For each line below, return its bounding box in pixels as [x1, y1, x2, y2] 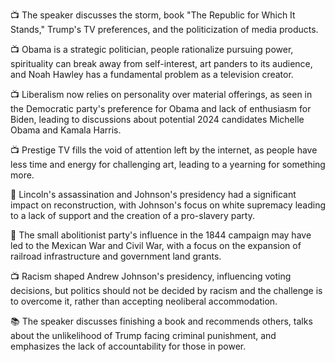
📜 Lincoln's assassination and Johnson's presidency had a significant [10, 189, 297, 200]
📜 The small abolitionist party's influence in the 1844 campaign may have [10, 229, 312, 241]
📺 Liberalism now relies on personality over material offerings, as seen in [10, 89, 313, 100]
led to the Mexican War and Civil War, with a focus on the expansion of [10, 240, 302, 251]
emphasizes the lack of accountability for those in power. [10, 340, 247, 352]
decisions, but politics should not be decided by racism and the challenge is [10, 285, 323, 296]
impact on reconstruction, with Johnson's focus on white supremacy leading [10, 199, 326, 211]
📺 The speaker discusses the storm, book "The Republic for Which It [10, 9, 296, 21]
